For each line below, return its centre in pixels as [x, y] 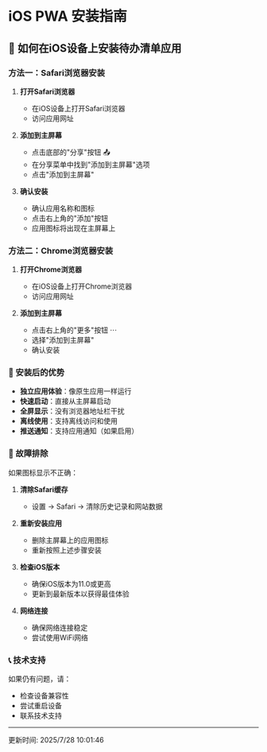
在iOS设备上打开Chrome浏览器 [82, 286]
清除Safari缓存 [44, 489]
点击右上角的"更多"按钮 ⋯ [74, 330]
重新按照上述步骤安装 [66, 550]
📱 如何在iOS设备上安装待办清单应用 [95, 48]
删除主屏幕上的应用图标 [70, 540]
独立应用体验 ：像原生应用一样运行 [75, 391]
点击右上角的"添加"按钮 [70, 218]
